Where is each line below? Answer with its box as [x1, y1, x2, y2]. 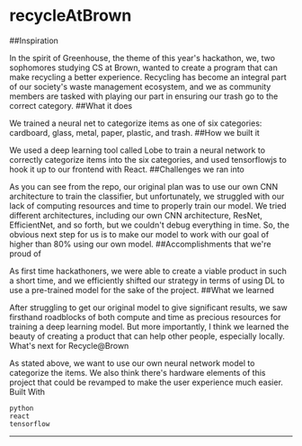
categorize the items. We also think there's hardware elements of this [9, 367, 266, 378]
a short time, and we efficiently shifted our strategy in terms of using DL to [9, 275, 285, 286]
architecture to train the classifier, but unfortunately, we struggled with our [9, 191, 285, 201]
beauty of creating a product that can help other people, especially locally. [9, 330, 286, 342]
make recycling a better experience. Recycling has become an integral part [9, 71, 288, 82]
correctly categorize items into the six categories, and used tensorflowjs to [9, 154, 288, 165]
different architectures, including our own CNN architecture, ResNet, [9, 210, 263, 220]
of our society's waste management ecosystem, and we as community [9, 81, 271, 92]
